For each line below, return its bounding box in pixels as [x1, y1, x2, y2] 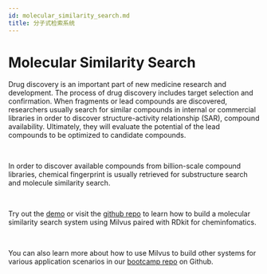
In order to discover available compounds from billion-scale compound [8, 161, 241, 171]
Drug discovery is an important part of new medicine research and [8, 80, 227, 89]
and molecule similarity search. [8, 178, 111, 188]
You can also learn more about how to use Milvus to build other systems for [8, 249, 257, 258]
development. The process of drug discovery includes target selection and [8, 88, 253, 98]
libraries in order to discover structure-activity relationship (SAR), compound [8, 113, 260, 123]
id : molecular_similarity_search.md [8, 11, 130, 20]
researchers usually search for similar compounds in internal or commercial [8, 105, 257, 115]
